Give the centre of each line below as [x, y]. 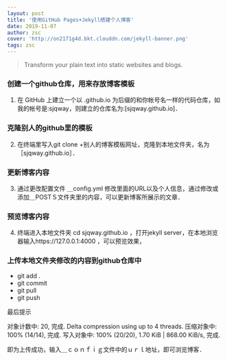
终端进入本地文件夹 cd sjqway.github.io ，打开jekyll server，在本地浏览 [117, 233]
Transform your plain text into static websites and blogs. [103, 65]
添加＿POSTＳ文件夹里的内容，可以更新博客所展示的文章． [100, 197]
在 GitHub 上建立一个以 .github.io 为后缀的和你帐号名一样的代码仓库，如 [119, 100]
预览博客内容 [28, 216]
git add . [29, 276]
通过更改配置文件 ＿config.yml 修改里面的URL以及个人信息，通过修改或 [118, 188]
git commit [32, 283]
